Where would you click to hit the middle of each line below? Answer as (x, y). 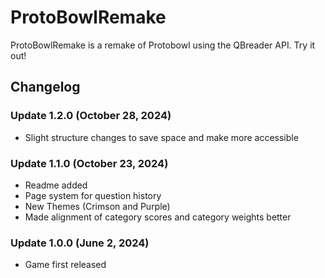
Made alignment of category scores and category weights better (158, 217)
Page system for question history (93, 195)
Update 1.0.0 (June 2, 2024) (80, 243)
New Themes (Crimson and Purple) (97, 206)
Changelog (45, 87)
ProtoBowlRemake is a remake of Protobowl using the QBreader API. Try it (163, 45)
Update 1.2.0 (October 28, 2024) (91, 116)
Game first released (65, 265)
